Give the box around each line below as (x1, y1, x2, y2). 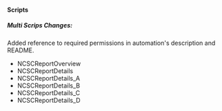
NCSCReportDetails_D (17, 96, 81, 104)
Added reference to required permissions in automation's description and (7, 39, 216, 47)
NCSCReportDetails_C (17, 88, 81, 97)
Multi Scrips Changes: (7, 21, 73, 30)
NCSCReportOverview (17, 59, 81, 68)
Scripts (7, 6, 29, 14)
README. (7, 46, 34, 54)
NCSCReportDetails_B (17, 81, 81, 90)
